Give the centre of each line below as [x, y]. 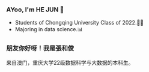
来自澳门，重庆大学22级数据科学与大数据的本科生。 [70, 62]
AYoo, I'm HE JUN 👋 [35, 10]
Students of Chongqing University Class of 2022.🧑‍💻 [79, 23]
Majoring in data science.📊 [49, 29]
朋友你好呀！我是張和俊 [40, 49]
